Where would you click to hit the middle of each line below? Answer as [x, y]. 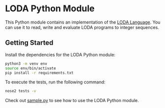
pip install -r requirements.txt [39, 73]
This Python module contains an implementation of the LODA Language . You [83, 22]
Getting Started [29, 43]
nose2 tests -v [21, 91]
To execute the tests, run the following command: [55, 82]
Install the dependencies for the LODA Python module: [60, 54]
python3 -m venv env [26, 64]
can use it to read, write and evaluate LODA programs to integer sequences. [82, 27]
